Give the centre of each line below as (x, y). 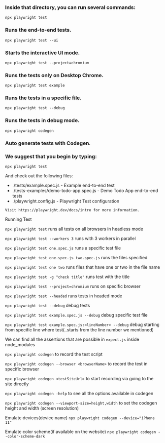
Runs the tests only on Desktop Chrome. (54, 75)
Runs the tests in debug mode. (42, 121)
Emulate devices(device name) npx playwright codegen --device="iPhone (80, 418)
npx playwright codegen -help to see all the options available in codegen (79, 393)
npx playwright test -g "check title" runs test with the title (67, 277)
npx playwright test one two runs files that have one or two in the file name (82, 267)
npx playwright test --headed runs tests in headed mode (64, 296)
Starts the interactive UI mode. (43, 52)
